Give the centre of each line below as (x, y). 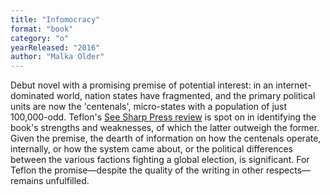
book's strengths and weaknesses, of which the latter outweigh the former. (165, 128)
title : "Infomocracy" (55, 19)
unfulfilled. (67, 181)
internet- (293, 85)
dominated (32, 96)
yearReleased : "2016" (55, 47)
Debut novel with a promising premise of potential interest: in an (142, 85)
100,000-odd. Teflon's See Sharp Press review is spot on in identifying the (163, 117)
